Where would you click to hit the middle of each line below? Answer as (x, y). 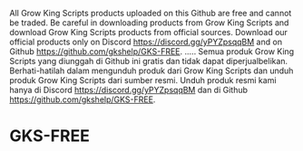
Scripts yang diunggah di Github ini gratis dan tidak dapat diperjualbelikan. (149, 61)
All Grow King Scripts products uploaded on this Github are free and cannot (151, 13)
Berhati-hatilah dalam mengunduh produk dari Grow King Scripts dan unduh (151, 71)
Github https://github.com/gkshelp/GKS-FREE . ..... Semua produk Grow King (152, 52)
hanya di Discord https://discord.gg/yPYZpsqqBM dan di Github (128, 90)
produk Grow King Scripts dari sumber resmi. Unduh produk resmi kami (143, 80)
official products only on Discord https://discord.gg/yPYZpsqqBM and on (146, 42)
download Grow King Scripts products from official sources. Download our (149, 32)
